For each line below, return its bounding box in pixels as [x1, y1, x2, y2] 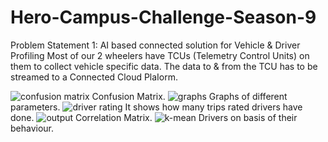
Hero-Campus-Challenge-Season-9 [10, 6, 317, 29]
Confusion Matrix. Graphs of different [91, 90, 288, 102]
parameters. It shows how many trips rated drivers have [10, 101, 303, 113]
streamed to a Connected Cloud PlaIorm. [10, 71, 179, 83]
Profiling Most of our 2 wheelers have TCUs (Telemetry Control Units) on [10, 49, 310, 61]
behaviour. [10, 122, 55, 134]
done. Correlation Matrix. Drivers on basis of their [10, 111, 298, 123]
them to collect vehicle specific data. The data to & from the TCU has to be [10, 60, 318, 72]
